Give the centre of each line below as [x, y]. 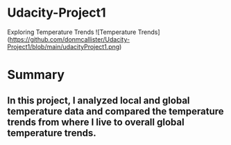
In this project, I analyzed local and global [99, 100]
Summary [36, 75]
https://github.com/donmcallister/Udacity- [70, 39]
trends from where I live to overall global [96, 122]
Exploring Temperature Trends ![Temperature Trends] [84, 32]
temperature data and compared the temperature [115, 111]
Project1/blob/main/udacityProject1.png [63, 46]
